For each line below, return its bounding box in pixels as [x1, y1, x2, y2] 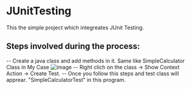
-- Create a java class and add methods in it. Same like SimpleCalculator [6, 57, 185, 64]
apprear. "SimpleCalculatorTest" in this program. [6, 76, 126, 83]
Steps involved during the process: [6, 41, 140, 51]
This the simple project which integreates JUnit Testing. [6, 24, 144, 31]
